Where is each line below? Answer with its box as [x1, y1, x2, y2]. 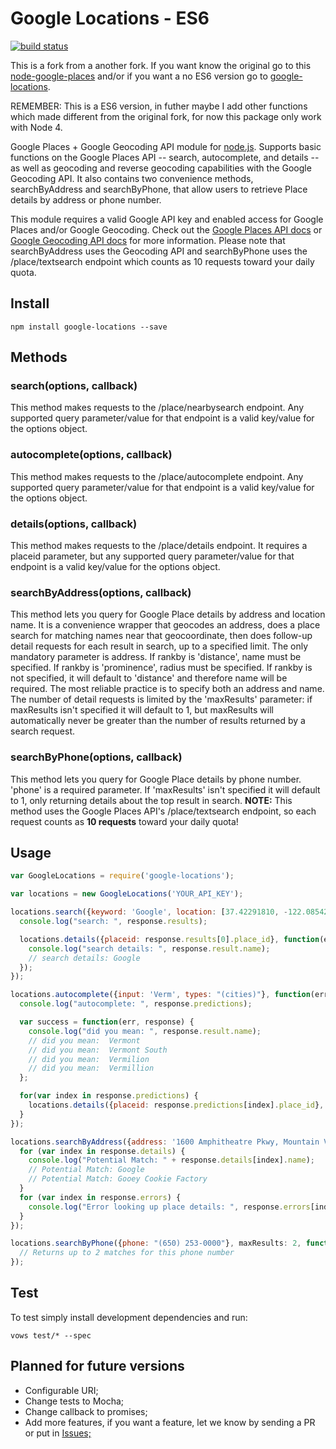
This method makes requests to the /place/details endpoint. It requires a [10, 540, 308, 552]
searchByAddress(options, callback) [10, 585, 192, 599]
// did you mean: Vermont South [28, 1045, 168, 1055]
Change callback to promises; [24, 1405, 148, 1417]
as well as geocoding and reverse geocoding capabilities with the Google [10, 162, 312, 174]
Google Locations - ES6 [10, 7, 210, 30]
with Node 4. [10, 121, 63, 133]
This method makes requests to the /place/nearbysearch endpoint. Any [10, 402, 305, 414]
